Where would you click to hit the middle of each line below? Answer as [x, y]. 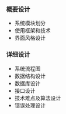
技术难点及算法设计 [38, 98]
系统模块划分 [30, 23]
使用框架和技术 [32, 31]
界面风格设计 [30, 38]
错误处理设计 [30, 105]
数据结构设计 [30, 76]
